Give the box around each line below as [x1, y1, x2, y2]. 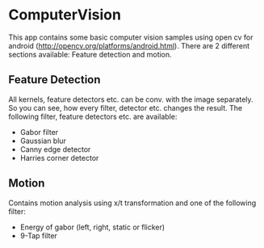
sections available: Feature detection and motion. [8, 49, 172, 59]
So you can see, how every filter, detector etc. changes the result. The [8, 103, 243, 112]
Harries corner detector [19, 153, 99, 162]
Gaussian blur [19, 136, 67, 145]
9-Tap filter [19, 230, 58, 240]
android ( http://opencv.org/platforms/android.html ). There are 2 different [8, 40, 250, 50]
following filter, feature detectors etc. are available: [8, 111, 178, 121]
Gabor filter [19, 127, 59, 137]
